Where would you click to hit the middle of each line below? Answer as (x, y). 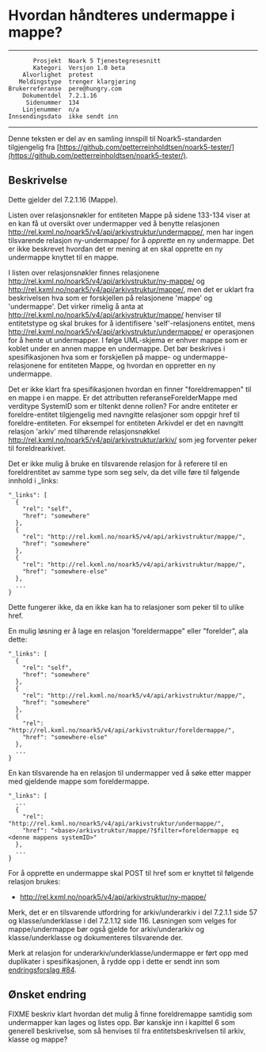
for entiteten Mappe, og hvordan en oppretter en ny (132, 365)
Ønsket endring (47, 995)
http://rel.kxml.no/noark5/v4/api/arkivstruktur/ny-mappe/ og (106, 281)
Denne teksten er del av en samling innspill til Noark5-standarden (115, 138)
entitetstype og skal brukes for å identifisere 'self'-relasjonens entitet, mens (132, 323)
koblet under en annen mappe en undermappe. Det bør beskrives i (117, 349)
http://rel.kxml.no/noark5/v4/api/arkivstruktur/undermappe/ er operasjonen (131, 331)
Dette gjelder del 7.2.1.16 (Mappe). (63, 199)
